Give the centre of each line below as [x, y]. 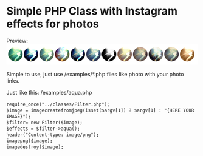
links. [13, 81]
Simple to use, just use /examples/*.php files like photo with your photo [95, 74]
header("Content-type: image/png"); [53, 135]
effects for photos [53, 24]
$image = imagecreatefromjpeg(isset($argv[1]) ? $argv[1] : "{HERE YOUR [100, 110]
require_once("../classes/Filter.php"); [58, 104]
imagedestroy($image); [35, 147]
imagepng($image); [29, 141]
